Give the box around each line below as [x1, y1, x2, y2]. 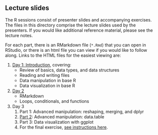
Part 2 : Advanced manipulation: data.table [19, 113, 104, 119]
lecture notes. [5, 32, 33, 38]
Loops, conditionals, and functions [19, 98, 90, 104]
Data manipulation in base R [19, 77, 76, 83]
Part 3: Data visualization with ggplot [19, 119, 94, 125]
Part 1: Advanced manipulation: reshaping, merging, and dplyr [19, 109, 144, 114]
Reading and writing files [19, 72, 70, 78]
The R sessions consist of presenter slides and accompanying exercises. [5, 17, 152, 22]
